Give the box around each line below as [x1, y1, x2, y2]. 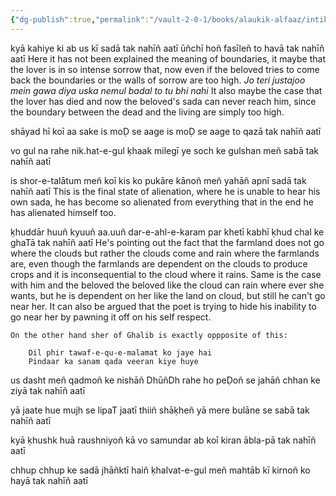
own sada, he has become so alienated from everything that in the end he [10, 196, 314, 208]
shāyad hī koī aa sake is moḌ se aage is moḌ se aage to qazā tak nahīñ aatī [10, 125, 322, 137]
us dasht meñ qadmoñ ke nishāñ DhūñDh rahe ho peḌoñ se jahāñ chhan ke [10, 374, 321, 386]
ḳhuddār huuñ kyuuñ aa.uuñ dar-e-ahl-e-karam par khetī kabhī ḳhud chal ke [10, 226, 325, 238]
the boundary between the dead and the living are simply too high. [10, 106, 285, 118]
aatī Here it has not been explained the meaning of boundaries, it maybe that [10, 52, 327, 65]
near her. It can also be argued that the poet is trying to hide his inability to [10, 300, 317, 312]
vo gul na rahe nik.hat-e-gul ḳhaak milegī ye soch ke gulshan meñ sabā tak [10, 144, 319, 156]
